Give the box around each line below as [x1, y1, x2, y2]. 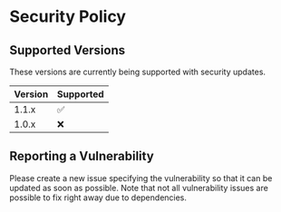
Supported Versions [9, 43, 125, 58]
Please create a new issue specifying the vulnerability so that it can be [9, 172, 273, 183]
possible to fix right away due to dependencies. [9, 192, 188, 203]
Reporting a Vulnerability [9, 149, 154, 164]
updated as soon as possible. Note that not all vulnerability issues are [9, 182, 269, 193]
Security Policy [9, 6, 127, 27]
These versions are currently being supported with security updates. [9, 66, 266, 77]
